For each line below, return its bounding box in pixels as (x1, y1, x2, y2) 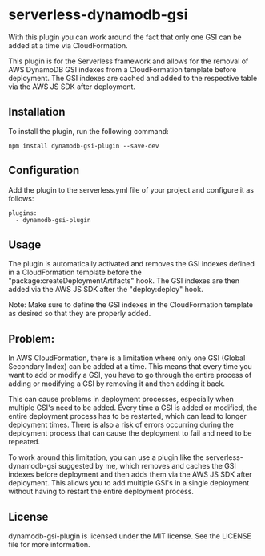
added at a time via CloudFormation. (8, 40, 128, 50)
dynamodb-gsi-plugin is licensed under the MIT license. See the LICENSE (8, 531, 252, 541)
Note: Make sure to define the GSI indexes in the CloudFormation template (8, 300, 254, 310)
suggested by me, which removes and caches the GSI (58, 461, 236, 471)
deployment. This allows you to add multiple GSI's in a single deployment (8, 478, 250, 488)
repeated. (8, 437, 41, 447)
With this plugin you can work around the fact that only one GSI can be (8, 32, 242, 42)
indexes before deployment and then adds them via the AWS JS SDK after (8, 469, 252, 479)
